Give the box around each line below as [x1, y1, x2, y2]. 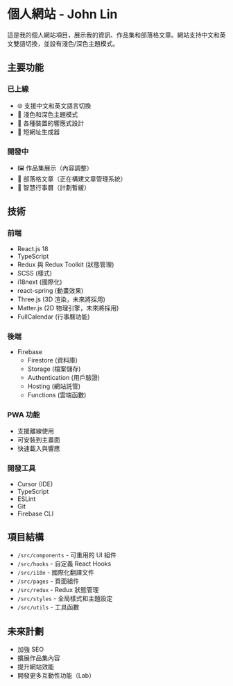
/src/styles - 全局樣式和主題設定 [17, 594, 113, 603]
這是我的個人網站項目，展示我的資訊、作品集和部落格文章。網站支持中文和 [7, 31, 220, 39]
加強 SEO [17, 645, 44, 654]
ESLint [17, 495, 36, 503]
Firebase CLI [17, 509, 54, 518]
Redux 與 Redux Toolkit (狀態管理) [17, 260, 114, 269]
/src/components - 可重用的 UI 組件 [17, 551, 116, 559]
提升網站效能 [17, 662, 54, 671]
